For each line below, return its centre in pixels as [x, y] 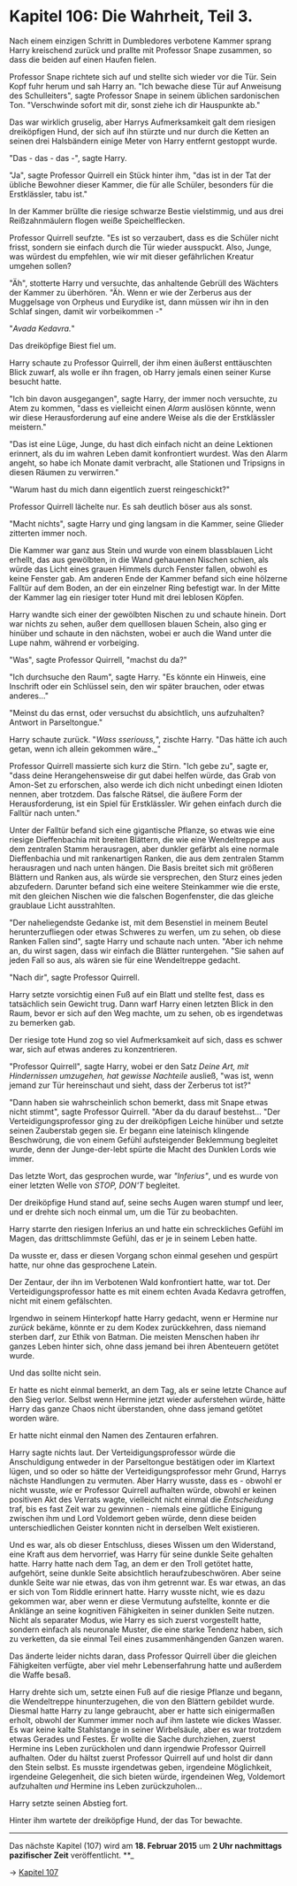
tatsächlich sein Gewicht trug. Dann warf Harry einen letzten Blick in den [141, 1004]
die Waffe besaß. [40, 1674]
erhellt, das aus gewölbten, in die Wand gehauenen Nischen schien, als [139, 559]
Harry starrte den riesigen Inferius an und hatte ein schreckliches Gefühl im [147, 1228]
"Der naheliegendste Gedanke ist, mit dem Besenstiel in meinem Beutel [138, 922]
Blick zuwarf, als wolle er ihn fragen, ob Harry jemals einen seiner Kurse [140, 372]
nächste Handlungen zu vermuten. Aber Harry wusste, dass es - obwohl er [146, 1481]
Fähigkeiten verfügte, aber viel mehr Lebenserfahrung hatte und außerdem [145, 1665]
